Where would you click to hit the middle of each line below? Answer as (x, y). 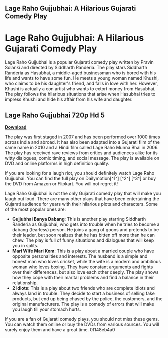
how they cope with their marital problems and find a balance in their (83, 278)
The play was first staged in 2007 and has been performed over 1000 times (83, 137)
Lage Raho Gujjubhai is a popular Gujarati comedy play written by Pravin (79, 62)
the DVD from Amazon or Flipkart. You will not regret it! (62, 184)
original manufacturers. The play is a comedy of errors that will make (83, 304)
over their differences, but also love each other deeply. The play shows (85, 272)
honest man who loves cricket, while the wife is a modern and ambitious (87, 262)
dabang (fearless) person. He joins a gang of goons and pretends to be (86, 230)
